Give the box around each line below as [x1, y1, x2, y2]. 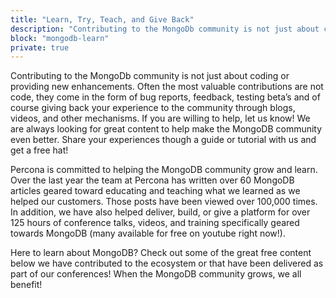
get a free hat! [10, 144, 69, 156]
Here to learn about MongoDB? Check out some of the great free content [10, 247, 312, 259]
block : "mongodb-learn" [10, 33, 110, 43]
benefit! [10, 279, 43, 291]
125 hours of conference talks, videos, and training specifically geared [10, 217, 300, 229]
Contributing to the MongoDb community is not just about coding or [10, 70, 290, 82]
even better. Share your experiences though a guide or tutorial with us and [10, 134, 317, 146]
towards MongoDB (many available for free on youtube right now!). [10, 227, 286, 240]
